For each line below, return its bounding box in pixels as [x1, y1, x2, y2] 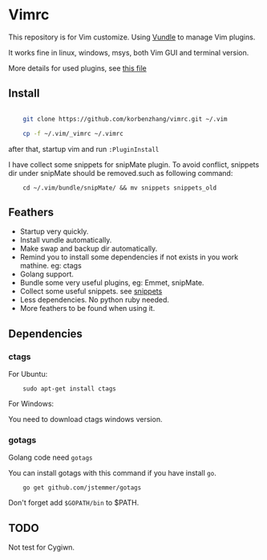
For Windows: [8, 399, 55, 408]
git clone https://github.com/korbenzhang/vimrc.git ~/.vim [22, 115, 228, 123]
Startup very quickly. [19, 227, 89, 236]
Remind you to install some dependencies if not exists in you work [19, 252, 239, 262]
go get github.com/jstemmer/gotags [22, 484, 142, 492]
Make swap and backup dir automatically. [19, 243, 158, 254]
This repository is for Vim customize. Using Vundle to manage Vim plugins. [8, 32, 256, 42]
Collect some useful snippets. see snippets [19, 287, 163, 296]
